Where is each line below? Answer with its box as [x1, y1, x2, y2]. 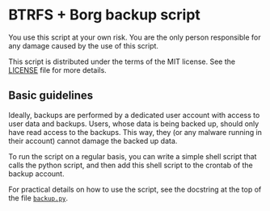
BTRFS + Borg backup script [8, 6, 200, 24]
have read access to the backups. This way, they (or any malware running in [8, 127, 263, 137]
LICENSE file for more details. [8, 65, 107, 74]
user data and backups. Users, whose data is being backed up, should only [8, 119, 259, 129]
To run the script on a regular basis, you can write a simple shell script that [8, 151, 257, 161]
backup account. [8, 168, 65, 179]
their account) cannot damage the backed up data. [8, 136, 178, 146]
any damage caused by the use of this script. [8, 40, 159, 50]
